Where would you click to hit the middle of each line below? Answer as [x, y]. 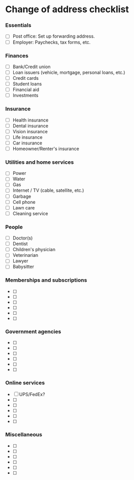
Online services [25, 382]
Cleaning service [30, 213]
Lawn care [24, 207]
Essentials [18, 25]
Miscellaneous [24, 435]
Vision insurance [30, 131]
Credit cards [26, 78]
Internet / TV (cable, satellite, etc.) [48, 190]
